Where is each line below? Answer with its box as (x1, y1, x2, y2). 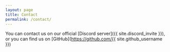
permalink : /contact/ (5, 17, 52, 22)
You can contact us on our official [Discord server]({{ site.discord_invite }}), (5, 31, 165, 37)
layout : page (5, 7, 33, 13)
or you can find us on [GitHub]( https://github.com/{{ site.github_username (5, 36, 163, 42)
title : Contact (5, 12, 38, 17)
